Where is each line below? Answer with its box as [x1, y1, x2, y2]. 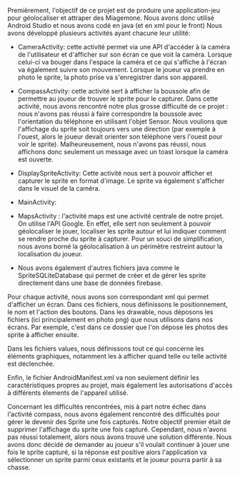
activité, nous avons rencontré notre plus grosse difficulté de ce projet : [17, 102, 229, 110]
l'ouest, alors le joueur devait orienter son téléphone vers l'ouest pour [17, 132, 223, 141]
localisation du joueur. [17, 250, 83, 258]
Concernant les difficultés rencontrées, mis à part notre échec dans [7, 403, 207, 411]
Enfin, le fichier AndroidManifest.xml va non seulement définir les [7, 373, 200, 381]
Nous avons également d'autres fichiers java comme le [17, 263, 180, 272]
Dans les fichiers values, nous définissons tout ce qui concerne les [7, 344, 204, 353]
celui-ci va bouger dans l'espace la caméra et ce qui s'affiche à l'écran [17, 58, 227, 66]
